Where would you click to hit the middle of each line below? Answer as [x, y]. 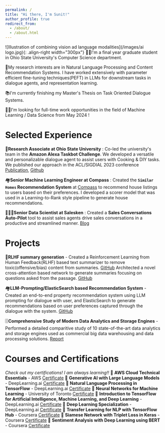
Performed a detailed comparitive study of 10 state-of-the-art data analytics [83, 328]
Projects [23, 243]
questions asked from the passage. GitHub [49, 278]
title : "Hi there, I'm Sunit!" [37, 14]
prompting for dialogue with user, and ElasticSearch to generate [70, 300]
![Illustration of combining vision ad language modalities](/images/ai [74, 47]
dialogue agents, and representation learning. [52, 83]
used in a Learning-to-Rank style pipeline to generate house [66, 197]
